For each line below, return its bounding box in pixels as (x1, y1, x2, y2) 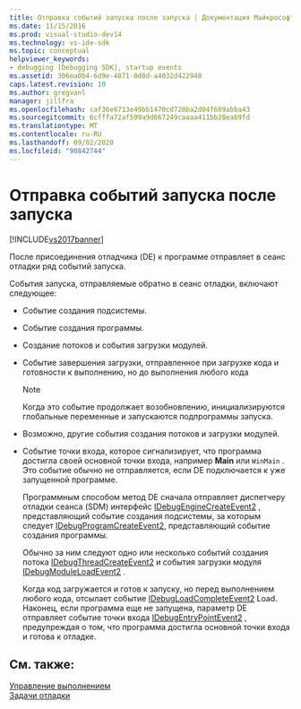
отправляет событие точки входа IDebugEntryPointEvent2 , (21, 611, 247, 623)
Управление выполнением (9, 680, 111, 691)
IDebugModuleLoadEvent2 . (21, 566, 126, 576)
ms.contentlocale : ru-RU (9, 130, 102, 139)
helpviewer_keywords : (9, 55, 90, 64)
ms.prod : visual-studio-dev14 (9, 30, 123, 39)
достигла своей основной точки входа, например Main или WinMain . (21, 454, 285, 466)
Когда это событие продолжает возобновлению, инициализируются (21, 401, 285, 412)
